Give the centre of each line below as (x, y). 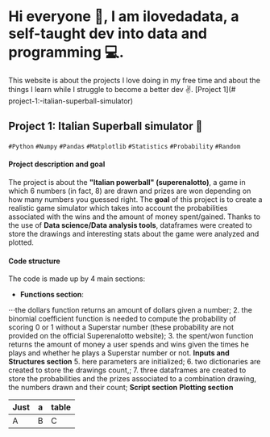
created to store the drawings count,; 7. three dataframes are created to (127, 370)
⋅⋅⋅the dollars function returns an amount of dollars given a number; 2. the (130, 310)
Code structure (34, 261)
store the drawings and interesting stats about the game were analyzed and (134, 233)
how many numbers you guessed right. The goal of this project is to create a (135, 199)
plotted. (21, 242)
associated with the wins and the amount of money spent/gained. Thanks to (134, 216)
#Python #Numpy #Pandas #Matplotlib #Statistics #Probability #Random (125, 146)
